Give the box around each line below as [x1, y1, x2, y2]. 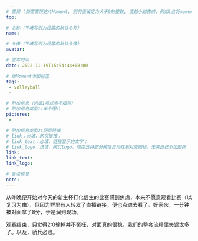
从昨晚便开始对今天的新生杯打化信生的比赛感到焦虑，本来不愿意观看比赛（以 [6, 193, 192, 201]
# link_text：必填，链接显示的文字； [6, 138, 88, 145]
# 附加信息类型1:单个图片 [6, 106, 61, 112]
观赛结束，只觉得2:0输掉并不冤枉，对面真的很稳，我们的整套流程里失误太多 [6, 221, 190, 228]
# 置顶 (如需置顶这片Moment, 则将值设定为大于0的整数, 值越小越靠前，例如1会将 [6, 8, 180, 15]
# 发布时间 [6, 57, 29, 63]
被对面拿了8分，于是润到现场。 [6, 208, 82, 216]
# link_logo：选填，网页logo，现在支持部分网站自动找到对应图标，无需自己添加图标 [6, 144, 186, 150]
